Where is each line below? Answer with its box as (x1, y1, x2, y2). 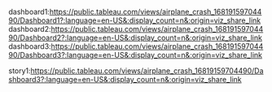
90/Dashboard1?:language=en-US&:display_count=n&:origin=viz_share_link (8, 15, 261, 25)
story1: (8, 66, 31, 76)
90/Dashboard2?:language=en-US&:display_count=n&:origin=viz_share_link (8, 33, 263, 42)
